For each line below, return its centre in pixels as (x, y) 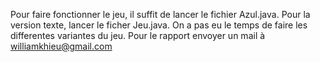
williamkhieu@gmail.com (61, 46)
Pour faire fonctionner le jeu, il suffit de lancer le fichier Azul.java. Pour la (160, 14)
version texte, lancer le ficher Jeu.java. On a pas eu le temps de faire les (159, 25)
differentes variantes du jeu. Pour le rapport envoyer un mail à (138, 35)
